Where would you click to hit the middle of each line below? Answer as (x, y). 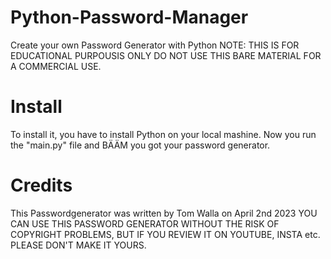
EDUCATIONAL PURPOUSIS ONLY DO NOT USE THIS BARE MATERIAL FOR (166, 55)
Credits (41, 185)
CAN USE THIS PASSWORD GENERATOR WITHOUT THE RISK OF (145, 223)
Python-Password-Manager (129, 17)
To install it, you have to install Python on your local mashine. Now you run (163, 134)
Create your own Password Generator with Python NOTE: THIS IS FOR (155, 45)
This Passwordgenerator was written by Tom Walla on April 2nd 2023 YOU (164, 213)
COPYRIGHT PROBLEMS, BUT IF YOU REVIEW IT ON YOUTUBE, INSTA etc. (165, 234)
